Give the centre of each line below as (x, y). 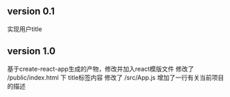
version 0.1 (31, 11)
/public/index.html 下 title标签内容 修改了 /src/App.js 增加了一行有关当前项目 (116, 77)
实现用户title (25, 29)
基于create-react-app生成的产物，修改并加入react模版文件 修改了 (100, 69)
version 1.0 (32, 51)
